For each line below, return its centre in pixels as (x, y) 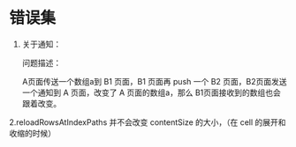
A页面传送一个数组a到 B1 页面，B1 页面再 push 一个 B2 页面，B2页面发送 (154, 81)
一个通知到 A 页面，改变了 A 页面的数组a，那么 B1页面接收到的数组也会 (151, 92)
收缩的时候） (32, 133)
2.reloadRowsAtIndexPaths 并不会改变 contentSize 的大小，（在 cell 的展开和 (148, 122)
